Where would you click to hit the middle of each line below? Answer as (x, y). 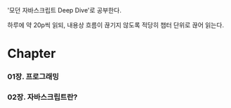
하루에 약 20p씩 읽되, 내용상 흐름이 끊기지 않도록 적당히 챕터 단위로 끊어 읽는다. (116, 25)
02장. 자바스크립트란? (42, 98)
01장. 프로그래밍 (33, 77)
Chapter (32, 54)
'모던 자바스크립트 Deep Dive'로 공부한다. (64, 10)
